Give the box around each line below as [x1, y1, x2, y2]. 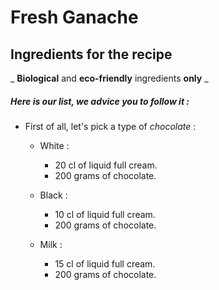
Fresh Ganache [10, 6, 139, 29]
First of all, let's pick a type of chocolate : [24, 120, 197, 132]
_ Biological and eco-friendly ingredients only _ [10, 72, 209, 84]
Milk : [39, 238, 63, 250]
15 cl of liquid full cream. [54, 257, 156, 270]
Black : [39, 189, 68, 201]
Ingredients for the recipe [10, 46, 173, 63]
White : [39, 139, 70, 151]
